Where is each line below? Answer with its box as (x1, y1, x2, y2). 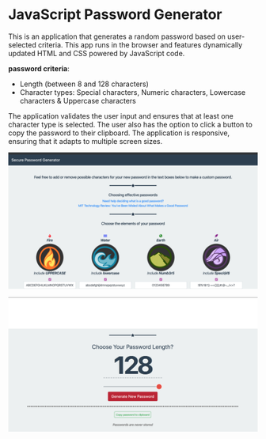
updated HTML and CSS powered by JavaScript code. (8, 48, 185, 58)
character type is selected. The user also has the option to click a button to (8, 119, 253, 129)
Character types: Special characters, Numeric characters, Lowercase (19, 87, 246, 97)
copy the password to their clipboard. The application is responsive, (8, 128, 230, 138)
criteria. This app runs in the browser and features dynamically (38, 40, 243, 49)
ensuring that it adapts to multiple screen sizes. (8, 136, 163, 146)
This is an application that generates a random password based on (8, 32, 226, 41)
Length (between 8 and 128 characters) (19, 79, 149, 89)
